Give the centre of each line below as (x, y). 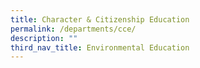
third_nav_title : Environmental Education (100, 47)
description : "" (44, 38)
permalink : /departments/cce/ (73, 29)
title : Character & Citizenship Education (100, 19)
